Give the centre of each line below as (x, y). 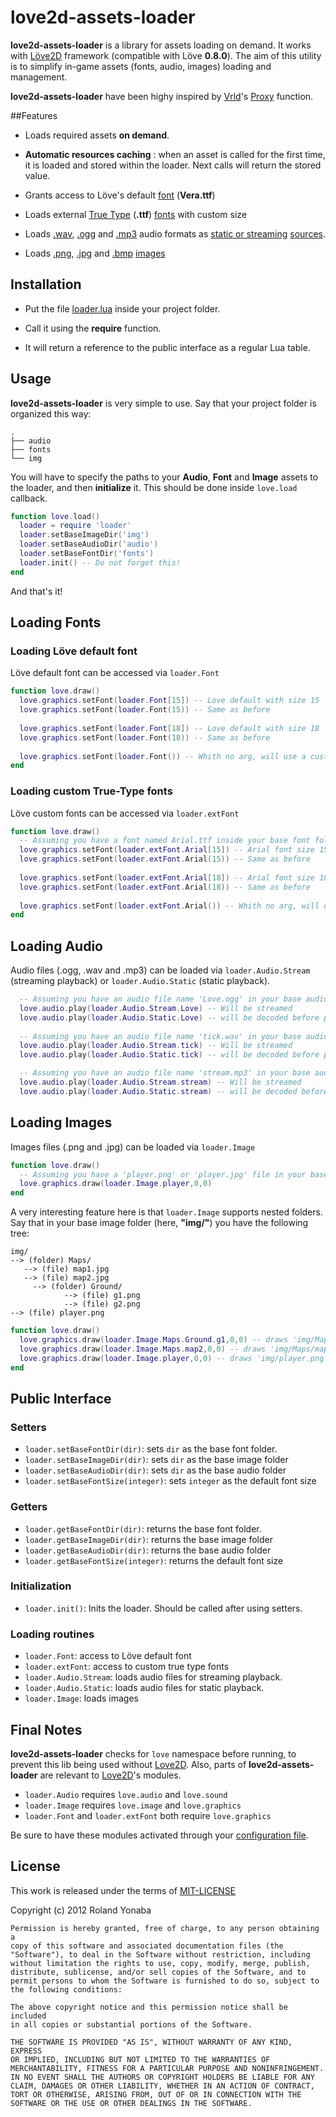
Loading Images (61, 1122)
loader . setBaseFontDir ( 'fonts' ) (87, 554)
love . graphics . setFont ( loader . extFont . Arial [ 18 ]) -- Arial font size (167, 877)
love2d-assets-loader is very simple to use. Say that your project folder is (163, 403)
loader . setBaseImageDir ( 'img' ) (84, 535)
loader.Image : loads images (82, 1698)
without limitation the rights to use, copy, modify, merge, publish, (160, 1963)
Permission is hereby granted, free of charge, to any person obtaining (165, 1928)
